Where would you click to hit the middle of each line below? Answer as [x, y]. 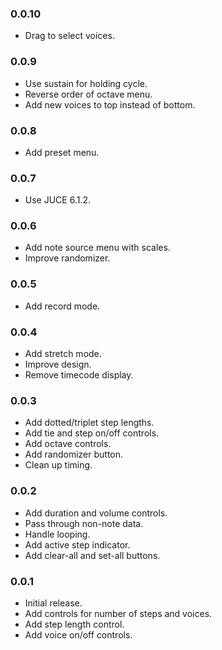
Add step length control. [74, 624]
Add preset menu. [62, 152]
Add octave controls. [68, 444]
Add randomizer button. [74, 454]
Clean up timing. [58, 465]
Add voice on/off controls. [78, 634]
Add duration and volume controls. [96, 513]
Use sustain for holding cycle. [86, 83]
